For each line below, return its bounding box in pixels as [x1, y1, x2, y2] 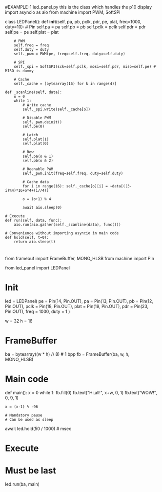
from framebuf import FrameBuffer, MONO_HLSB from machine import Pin [5, 256, 155, 262]
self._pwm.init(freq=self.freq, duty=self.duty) [22, 171, 123, 176]
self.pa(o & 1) [22, 154, 54, 159]
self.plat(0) [22, 141, 49, 146]
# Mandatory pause [5, 413, 42, 418]
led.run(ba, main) [5, 481, 40, 487]
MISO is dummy [5, 68, 34, 73]
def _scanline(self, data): [5, 90, 62, 95]
